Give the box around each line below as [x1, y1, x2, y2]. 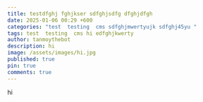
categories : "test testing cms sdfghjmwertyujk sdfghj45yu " [7, 23, 197, 30]
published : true [7, 56, 55, 63]
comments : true [7, 68, 52, 75]
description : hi [7, 43, 55, 50]
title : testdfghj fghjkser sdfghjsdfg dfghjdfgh [7, 10, 153, 17]
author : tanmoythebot [7, 36, 71, 43]
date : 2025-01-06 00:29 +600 [7, 17, 93, 24]
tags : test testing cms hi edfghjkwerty [7, 29, 134, 37]
